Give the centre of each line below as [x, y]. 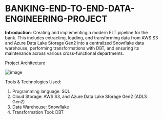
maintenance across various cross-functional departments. [65, 53]
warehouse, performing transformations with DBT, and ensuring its [72, 48]
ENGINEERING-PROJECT [56, 19]
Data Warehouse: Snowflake [41, 107]
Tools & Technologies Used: [33, 82]
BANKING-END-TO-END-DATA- [70, 9]
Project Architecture [25, 63]
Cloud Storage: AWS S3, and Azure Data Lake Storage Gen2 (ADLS [80, 96]
